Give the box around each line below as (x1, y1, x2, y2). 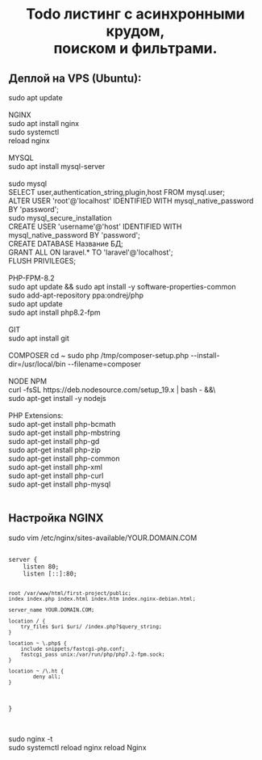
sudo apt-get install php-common (8, 454, 120, 463)
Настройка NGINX (8, 511, 104, 526)
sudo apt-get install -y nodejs (8, 394, 106, 403)
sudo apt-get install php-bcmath (8, 420, 116, 429)
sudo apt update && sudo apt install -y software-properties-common (8, 282, 236, 291)
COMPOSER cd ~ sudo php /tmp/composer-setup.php (8, 351, 189, 360)
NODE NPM (8, 377, 47, 386)
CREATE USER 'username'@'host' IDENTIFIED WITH (8, 222, 182, 231)
